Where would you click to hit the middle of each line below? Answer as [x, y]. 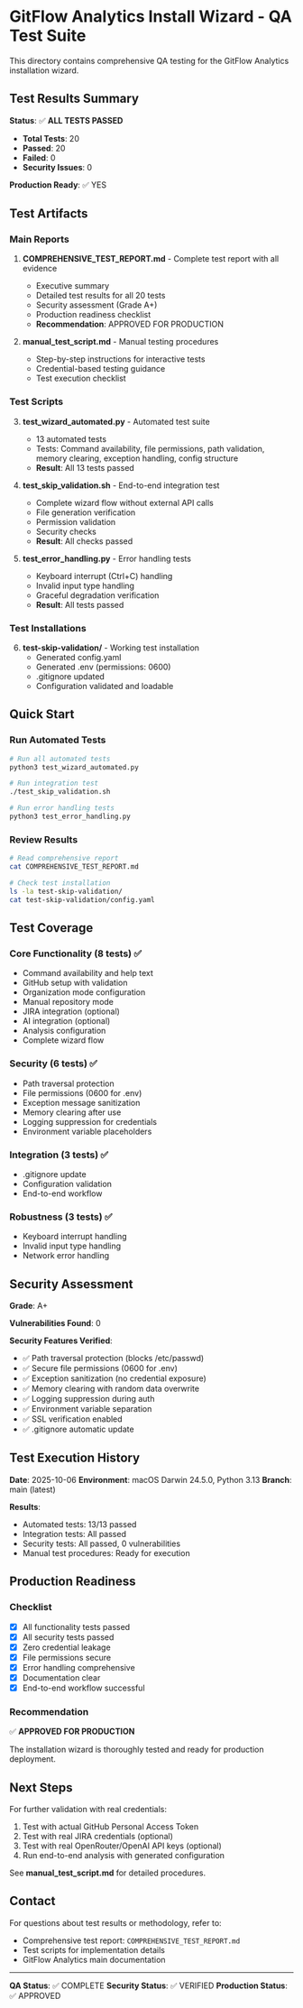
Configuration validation [67, 1184]
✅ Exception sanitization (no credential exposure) [115, 1378]
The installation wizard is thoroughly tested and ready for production [137, 1750]
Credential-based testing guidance [101, 369]
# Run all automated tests [60, 759]
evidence [40, 269]
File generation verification [86, 512]
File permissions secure [66, 1657]
